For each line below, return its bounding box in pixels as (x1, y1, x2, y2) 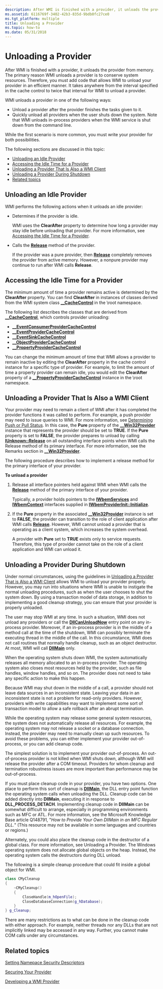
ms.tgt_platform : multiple (5, 16, 60, 21)
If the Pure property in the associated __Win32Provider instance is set (12, 511, 154, 517)
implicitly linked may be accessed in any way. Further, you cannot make (5, 928, 148, 933)
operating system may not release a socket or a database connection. (5, 726, 145, 731)
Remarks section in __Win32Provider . (5, 448, 81, 454)
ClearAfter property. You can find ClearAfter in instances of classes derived (5, 294, 158, 300)
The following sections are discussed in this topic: (5, 146, 105, 152)
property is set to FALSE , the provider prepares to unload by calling (5, 433, 140, 439)
